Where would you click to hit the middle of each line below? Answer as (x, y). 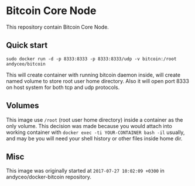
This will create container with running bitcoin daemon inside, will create (93, 75)
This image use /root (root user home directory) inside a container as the (95, 120)
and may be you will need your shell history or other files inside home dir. (94, 138)
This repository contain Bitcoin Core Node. (58, 27)
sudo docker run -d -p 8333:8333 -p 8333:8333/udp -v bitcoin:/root (91, 59)
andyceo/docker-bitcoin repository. (49, 177)
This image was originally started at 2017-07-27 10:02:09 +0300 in (85, 171)
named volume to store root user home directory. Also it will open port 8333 (97, 81)
